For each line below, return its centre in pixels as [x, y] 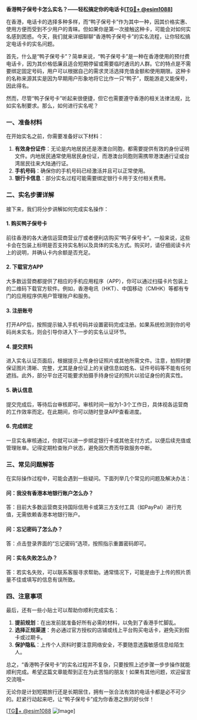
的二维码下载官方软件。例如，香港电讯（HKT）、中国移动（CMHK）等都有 [95, 288]
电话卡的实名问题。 [34, 44]
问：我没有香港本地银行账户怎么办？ [50, 493]
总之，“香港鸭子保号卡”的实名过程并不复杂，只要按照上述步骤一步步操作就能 [98, 665]
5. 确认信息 [19, 390]
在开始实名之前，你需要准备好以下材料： [55, 136]
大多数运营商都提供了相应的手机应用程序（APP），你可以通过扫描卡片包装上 [97, 281]
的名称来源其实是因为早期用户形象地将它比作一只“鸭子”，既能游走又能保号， [98, 78]
